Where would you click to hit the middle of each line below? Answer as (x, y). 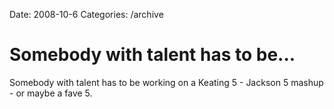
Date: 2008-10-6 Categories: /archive (86, 14)
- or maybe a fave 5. (51, 93)
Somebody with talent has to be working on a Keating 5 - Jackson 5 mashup (166, 82)
